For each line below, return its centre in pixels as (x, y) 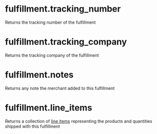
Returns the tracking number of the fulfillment (50, 22)
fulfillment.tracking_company (66, 42)
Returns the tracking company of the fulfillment (52, 55)
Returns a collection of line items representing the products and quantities (79, 121)
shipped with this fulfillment (33, 126)
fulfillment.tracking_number (63, 9)
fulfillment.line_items (49, 108)
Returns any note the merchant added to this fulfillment (60, 88)
